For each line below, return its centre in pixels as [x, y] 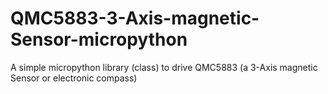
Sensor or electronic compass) [74, 78]
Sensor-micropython [99, 39]
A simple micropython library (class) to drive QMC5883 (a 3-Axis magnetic [164, 67]
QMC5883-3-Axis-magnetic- [135, 18]
